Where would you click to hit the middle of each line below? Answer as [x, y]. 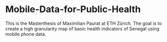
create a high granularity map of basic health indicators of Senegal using [82, 28]
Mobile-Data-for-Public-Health [73, 9]
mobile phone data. [26, 34]
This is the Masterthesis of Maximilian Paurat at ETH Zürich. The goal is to [83, 23]
